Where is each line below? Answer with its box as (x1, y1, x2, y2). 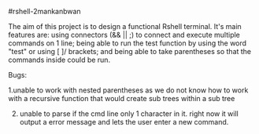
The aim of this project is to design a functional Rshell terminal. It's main (8, 22, 242, 31)
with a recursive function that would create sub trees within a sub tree (8, 94, 235, 103)
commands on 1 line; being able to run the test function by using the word (8, 38, 246, 48)
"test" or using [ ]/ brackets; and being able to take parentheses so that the (8, 47, 252, 56)
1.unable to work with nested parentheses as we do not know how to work (8, 85, 249, 95)
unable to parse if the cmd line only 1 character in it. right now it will (19, 109, 239, 118)
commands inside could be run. (8, 55, 111, 64)
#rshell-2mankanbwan (8, 7, 81, 16)
